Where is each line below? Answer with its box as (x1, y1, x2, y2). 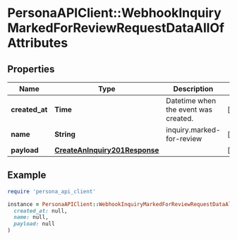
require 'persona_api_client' (7, 188, 97, 195)
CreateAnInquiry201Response (54, 145, 159, 155)
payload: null (13, 220, 55, 227)
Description (173, 84, 214, 93)
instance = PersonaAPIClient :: (7, 200, 99, 208)
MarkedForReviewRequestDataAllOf (7, 20, 224, 36)
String (54, 129, 76, 139)
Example (7, 169, 47, 181)
